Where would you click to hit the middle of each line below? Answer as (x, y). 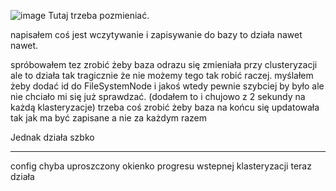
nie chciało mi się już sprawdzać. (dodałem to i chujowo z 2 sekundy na (158, 96)
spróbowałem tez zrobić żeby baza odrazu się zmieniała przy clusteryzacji (164, 64)
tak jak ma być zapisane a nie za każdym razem (109, 118)
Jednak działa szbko (52, 137)
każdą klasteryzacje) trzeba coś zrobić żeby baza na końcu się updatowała (165, 107)
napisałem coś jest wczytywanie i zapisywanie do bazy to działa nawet (156, 34)
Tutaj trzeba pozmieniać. (99, 15)
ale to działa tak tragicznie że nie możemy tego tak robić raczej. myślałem (162, 75)
